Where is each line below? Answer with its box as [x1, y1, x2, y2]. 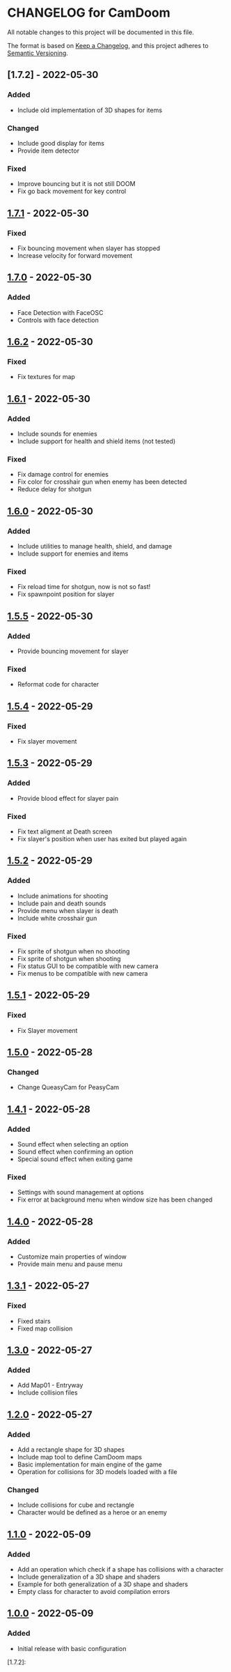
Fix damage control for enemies [17, 470, 109, 479]
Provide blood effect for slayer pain [17, 794, 119, 802]
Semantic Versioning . [7, 49, 68, 57]
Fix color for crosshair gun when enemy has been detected [17, 477, 187, 486]
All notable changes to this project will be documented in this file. [7, 28, 195, 36]
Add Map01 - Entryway [17, 1381, 83, 1390]
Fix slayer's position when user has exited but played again [17, 834, 187, 843]
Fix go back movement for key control [17, 187, 127, 196]
